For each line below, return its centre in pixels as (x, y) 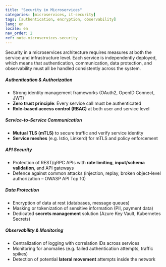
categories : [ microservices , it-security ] (50, 15)
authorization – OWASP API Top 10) (49, 178)
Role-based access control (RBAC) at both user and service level (81, 108)
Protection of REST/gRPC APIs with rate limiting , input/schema (79, 162)
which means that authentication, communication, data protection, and (79, 63)
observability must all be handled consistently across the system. (73, 68)
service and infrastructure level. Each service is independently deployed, (81, 57)
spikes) (20, 254)
